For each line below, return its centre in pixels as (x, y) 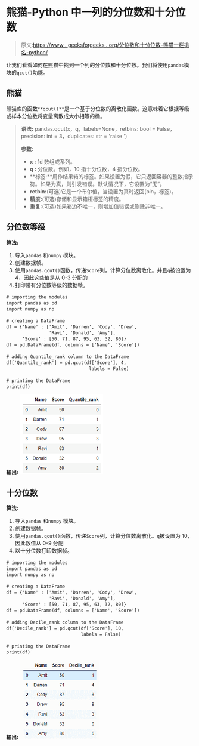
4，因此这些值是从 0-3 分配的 (51, 278)
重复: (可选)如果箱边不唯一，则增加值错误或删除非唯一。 (98, 206)
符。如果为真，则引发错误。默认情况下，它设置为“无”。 (97, 184)
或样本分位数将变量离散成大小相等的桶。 (56, 116)
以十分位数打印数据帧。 (43, 551)
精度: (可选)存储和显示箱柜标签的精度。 (77, 199)
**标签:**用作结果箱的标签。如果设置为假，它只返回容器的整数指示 (111, 176)
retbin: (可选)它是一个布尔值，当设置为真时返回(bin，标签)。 (103, 191)
